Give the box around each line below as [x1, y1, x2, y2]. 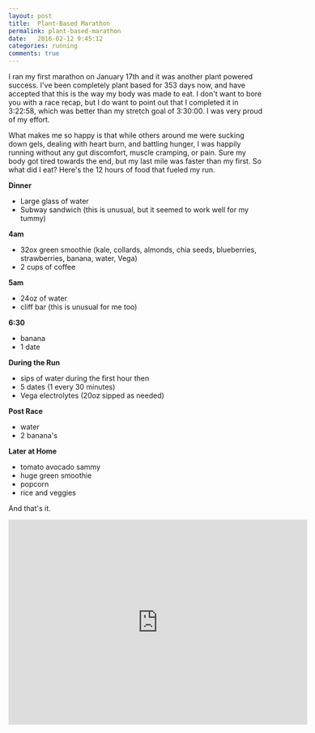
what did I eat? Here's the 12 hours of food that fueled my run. [8, 165, 216, 174]
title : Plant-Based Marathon [8, 19, 111, 28]
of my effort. [8, 115, 50, 124]
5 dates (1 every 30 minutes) [19, 382, 116, 391]
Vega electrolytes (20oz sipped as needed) [19, 390, 164, 400]
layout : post [8, 11, 53, 20]
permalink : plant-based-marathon [8, 27, 121, 35]
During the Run [8, 358, 61, 367]
